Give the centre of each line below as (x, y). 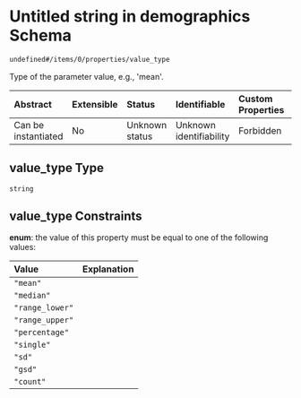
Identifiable (200, 104)
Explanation (108, 269)
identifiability (202, 136)
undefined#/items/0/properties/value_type (90, 59)
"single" (32, 345)
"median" (32, 296)
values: (22, 247)
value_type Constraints (76, 216)
